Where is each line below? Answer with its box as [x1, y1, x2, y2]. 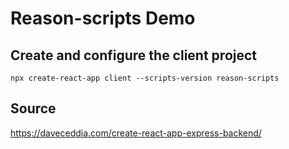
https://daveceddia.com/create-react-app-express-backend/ [10, 127, 262, 139]
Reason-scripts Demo [10, 7, 196, 30]
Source [10, 100, 57, 117]
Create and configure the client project [10, 47, 258, 64]
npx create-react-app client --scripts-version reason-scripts [10, 73, 280, 83]
